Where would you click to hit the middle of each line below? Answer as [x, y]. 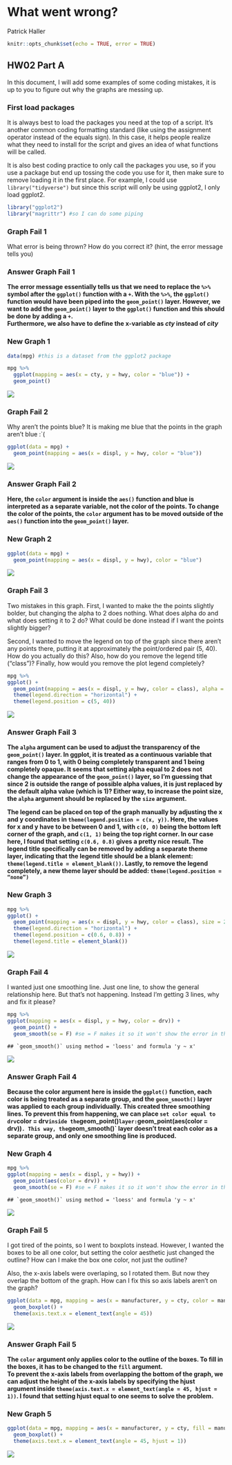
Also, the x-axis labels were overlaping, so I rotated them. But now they [108, 1273]
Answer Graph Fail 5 [42, 1344]
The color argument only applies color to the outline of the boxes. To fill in [115, 1359]
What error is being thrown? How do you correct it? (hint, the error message [115, 246]
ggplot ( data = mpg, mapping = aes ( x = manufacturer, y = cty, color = [111, 1301]
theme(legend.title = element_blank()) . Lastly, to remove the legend [108, 864]
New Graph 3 [29, 895]
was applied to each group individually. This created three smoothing [109, 1107]
